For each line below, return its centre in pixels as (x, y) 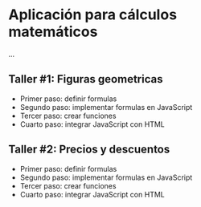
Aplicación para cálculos (93, 15)
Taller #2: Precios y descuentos (89, 150)
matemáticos (53, 32)
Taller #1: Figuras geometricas (86, 79)
